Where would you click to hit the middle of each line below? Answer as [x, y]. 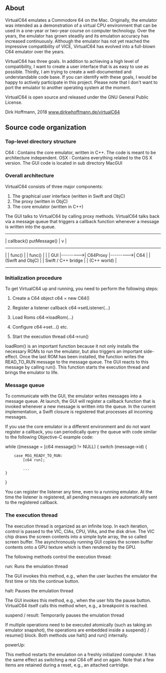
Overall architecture [30, 176]
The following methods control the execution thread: [59, 557]
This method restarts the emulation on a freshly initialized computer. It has [81, 654]
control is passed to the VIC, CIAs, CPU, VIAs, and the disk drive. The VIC [80, 531]
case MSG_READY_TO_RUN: [39, 456]
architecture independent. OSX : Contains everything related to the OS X [79, 157]
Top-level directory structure [41, 142]
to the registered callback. [32, 502]
